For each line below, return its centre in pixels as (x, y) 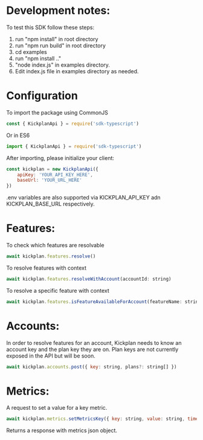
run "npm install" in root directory (56, 39)
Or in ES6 (18, 135)
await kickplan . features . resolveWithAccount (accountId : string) (89, 279)
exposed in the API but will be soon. (51, 356)
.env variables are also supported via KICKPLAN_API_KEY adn (84, 198)
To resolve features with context (46, 268)
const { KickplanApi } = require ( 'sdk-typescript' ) (72, 124)
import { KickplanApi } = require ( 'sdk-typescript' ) (74, 146)
